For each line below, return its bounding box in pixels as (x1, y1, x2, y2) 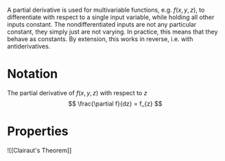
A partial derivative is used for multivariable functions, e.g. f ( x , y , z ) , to (7, 6, 205, 14)
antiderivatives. (7, 42, 51, 50)
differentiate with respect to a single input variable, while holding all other (7, 13, 215, 21)
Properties (7, 123, 69, 139)
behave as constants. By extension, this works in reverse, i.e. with (7, 35, 193, 43)
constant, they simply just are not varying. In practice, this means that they (7, 27, 218, 36)
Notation (7, 66, 58, 82)
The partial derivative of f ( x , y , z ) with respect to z (7, 88, 147, 97)
